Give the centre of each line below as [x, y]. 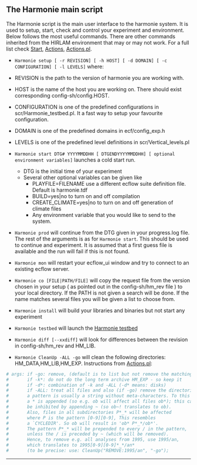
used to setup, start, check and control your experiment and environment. [95, 30]
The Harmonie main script [55, 10]
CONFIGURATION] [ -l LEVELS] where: [59, 66]
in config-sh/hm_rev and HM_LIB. [55, 346]
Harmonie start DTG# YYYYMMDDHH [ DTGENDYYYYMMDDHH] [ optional [95, 154]
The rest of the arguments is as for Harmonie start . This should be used [101, 239]
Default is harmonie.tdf [60, 190]
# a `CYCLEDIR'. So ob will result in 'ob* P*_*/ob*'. [82, 423]
